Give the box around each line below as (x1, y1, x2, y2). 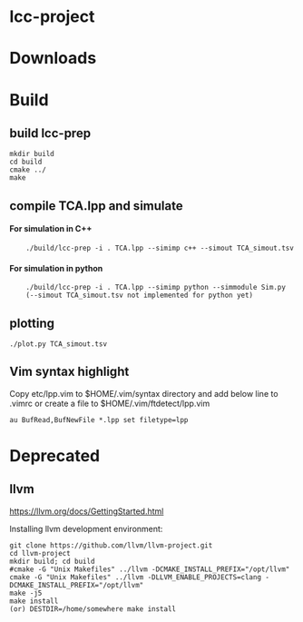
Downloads (9, 48, 97, 69)
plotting (9, 315, 54, 331)
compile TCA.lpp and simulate (9, 198, 183, 213)
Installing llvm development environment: (9, 523, 163, 534)
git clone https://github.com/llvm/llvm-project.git (9, 540, 213, 550)
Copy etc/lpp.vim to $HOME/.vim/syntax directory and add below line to (9, 388, 279, 399)
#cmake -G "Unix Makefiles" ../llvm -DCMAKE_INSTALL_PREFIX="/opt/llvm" (9, 565, 290, 574)
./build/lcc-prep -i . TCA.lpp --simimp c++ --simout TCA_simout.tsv (25, 243, 295, 252)
